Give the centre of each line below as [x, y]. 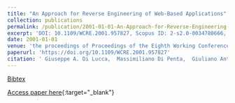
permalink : [23, 26]
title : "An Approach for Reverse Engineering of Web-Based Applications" [117, 14]
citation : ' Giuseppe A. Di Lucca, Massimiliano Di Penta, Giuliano [112, 59]
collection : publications [45, 20]
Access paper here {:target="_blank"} [61, 92]
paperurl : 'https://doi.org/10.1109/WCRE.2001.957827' [89, 53]
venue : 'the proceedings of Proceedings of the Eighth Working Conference [119, 46]
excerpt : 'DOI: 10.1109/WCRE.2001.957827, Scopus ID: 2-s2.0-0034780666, [117, 33]
